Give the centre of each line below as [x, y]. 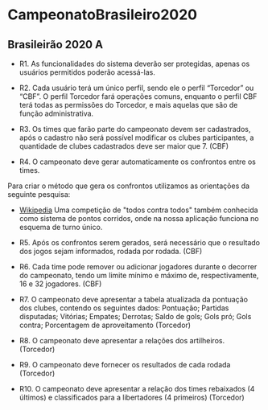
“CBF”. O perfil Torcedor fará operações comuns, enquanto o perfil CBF [138, 96]
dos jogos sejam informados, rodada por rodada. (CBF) [111, 251]
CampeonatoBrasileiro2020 [103, 15]
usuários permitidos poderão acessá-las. [87, 72]
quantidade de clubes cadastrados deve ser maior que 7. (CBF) [124, 146]
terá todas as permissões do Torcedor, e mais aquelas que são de [128, 105]
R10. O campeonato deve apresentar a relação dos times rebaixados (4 [137, 389]
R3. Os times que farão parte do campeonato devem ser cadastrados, [135, 129]
